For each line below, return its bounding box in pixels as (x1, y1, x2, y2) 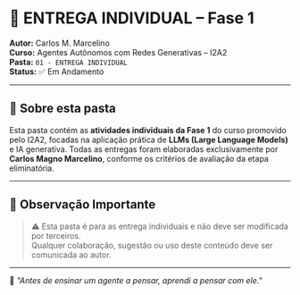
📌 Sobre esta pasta (9, 101, 116, 116)
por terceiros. (30, 230, 82, 240)
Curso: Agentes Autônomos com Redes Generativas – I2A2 (9, 46, 228, 57)
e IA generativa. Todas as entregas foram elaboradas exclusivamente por (9, 143, 279, 155)
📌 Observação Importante (9, 197, 156, 213)
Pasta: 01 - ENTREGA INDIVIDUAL (9, 56, 128, 67)
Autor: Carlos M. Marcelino (9, 38, 110, 48)
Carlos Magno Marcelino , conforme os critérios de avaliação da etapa (9, 153, 270, 164)
